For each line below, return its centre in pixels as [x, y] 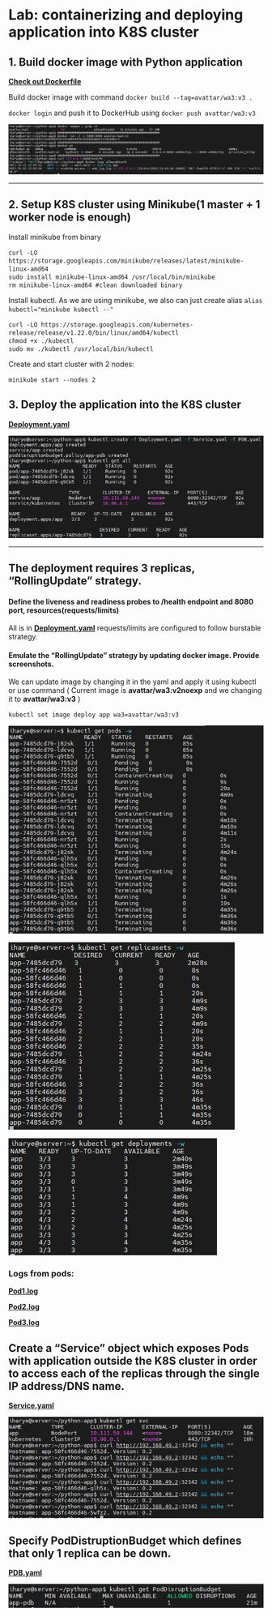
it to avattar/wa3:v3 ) [45, 699]
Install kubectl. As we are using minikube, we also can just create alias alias [136, 300]
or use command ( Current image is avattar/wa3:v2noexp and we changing [135, 690]
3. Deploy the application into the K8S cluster [125, 405]
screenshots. [31, 664]
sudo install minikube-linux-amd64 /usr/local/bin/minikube [112, 277]
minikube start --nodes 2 [52, 380]
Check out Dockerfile [45, 81]
